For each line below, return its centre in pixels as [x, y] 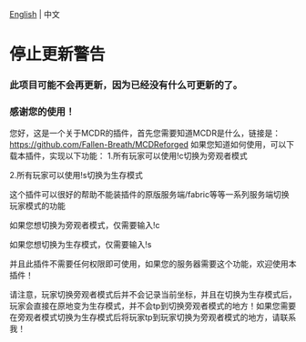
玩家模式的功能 [37, 206]
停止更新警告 [58, 55]
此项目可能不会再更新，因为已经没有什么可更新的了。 [126, 85]
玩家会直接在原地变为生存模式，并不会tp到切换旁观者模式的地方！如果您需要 [153, 306]
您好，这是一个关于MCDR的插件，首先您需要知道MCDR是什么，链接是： [145, 133]
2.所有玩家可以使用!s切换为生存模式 [76, 176]
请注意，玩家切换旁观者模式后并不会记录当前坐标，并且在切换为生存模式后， [153, 295]
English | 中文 [35, 14]
